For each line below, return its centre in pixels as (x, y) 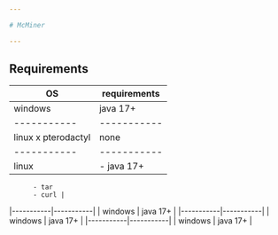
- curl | (49, 195)
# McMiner (27, 25)
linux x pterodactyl (52, 137)
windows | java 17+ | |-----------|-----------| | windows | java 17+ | (131, 221)
